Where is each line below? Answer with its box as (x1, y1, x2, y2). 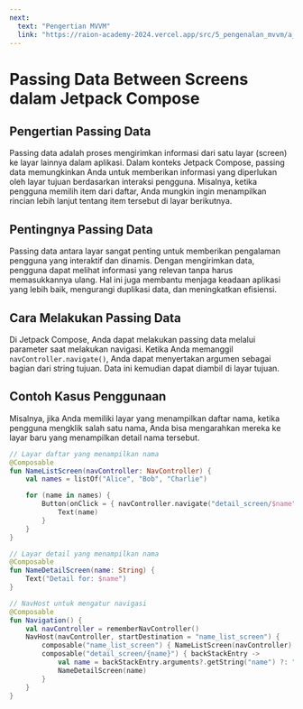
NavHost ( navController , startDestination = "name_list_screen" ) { (25, 632, 280, 641)
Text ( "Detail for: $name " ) (25, 575, 127, 584)
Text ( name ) (57, 508, 99, 517)
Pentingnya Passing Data (9, 222, 153, 237)
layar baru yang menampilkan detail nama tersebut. (9, 432, 200, 443)
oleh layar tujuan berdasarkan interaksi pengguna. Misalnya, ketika (9, 177, 258, 188)
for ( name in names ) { (25, 491, 111, 501)
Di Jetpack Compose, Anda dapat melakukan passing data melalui (9, 335, 256, 345)
